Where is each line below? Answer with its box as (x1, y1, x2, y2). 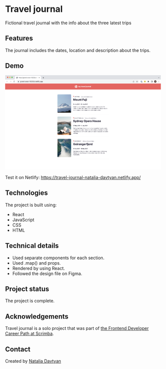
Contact (5, 345, 31, 353)
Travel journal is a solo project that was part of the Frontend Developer (5, 325, 149, 331)
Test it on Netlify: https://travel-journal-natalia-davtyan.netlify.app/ (5, 175, 141, 181)
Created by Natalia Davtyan (5, 358, 61, 364)
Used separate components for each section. (12, 255, 105, 261)
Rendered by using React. (12, 265, 65, 271)
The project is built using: (5, 202, 57, 208)
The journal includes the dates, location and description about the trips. (5, 47, 151, 53)
